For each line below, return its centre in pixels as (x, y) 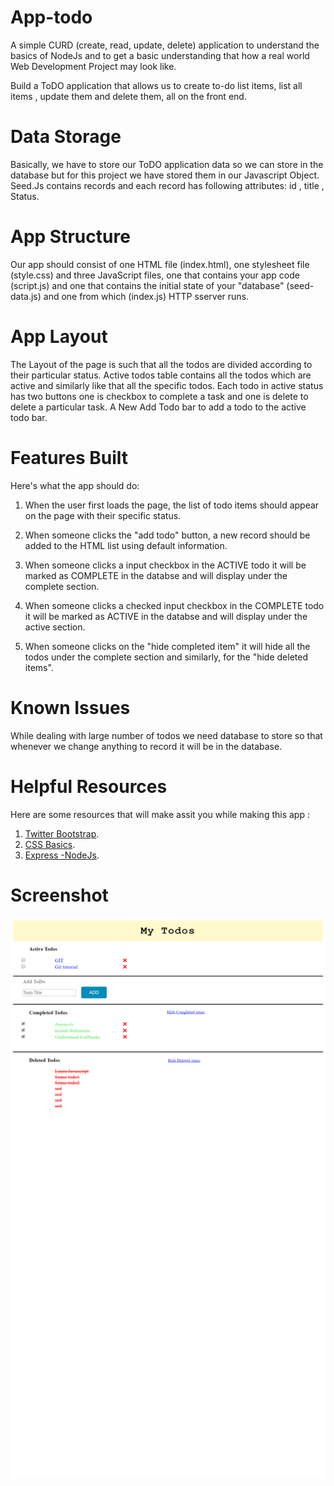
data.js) (26, 296)
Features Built (69, 457)
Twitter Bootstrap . (62, 833)
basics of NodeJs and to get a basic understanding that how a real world (160, 55)
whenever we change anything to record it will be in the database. (146, 746)
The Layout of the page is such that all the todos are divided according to (161, 364)
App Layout (59, 337)
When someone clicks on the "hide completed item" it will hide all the (167, 646)
